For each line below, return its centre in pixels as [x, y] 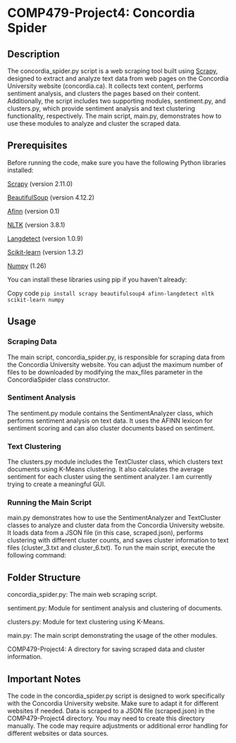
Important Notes [44, 679]
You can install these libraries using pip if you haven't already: [97, 279]
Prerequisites [37, 146]
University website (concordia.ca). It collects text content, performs [105, 86]
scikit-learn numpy [36, 300]
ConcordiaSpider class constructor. [59, 380]
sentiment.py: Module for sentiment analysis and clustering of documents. [115, 608]
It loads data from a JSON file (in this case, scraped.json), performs [105, 533]
